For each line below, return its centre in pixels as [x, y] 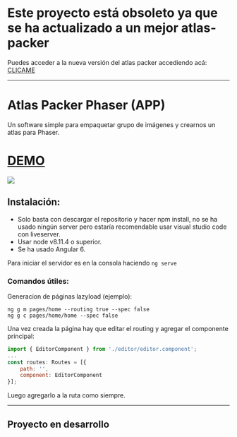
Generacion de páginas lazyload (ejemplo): [70, 296]
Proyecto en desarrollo [58, 424]
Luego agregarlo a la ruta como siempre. [66, 395]
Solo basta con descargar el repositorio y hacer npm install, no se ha [117, 219]
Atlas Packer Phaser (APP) [86, 106]
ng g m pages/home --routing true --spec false [79, 309]
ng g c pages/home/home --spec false [63, 316]
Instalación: [34, 202]
